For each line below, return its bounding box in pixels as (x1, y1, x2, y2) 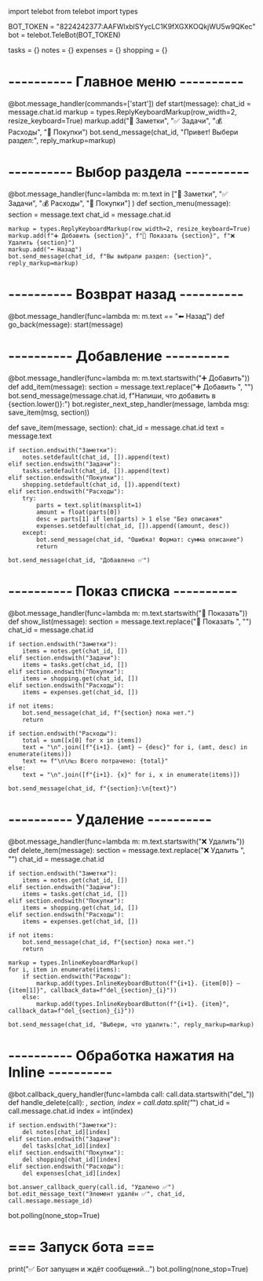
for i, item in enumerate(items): (8, 965, 122, 973)
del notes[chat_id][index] (22, 1128, 111, 1136)
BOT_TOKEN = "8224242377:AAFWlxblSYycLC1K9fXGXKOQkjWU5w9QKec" (8, 22, 256, 31)
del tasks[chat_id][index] (22, 1142, 111, 1150)
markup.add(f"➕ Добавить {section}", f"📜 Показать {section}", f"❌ (8, 232, 236, 240)
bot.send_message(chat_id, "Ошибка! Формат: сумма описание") (36, 536, 244, 544)
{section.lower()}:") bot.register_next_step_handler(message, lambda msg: (8, 399, 250, 408)
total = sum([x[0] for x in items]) (22, 736, 143, 745)
